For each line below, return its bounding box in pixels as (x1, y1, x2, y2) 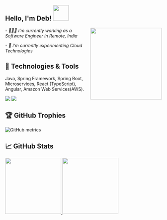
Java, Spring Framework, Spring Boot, (5, 75, 83, 81)
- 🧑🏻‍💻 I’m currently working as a (5, 27, 72, 33)
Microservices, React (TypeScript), (5, 81, 77, 87)
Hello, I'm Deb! (5, 14, 52, 23)
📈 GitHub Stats (5, 142, 54, 150)
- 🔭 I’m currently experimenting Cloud (5, 42, 83, 48)
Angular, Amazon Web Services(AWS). (5, 86, 84, 92)
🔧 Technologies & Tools (5, 62, 79, 71)
